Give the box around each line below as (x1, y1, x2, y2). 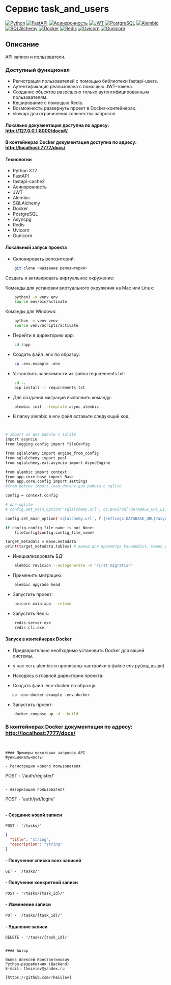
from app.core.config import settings (5, 479, 88, 484)
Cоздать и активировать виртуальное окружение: (5, 275, 115, 281)
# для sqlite (5, 502, 33, 507)
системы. (12, 653, 34, 659)
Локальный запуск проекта (5, 244, 67, 250)
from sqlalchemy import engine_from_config (5, 451, 99, 456)
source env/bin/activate (14, 299, 67, 304)
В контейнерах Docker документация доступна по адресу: (5, 139, 137, 145)
